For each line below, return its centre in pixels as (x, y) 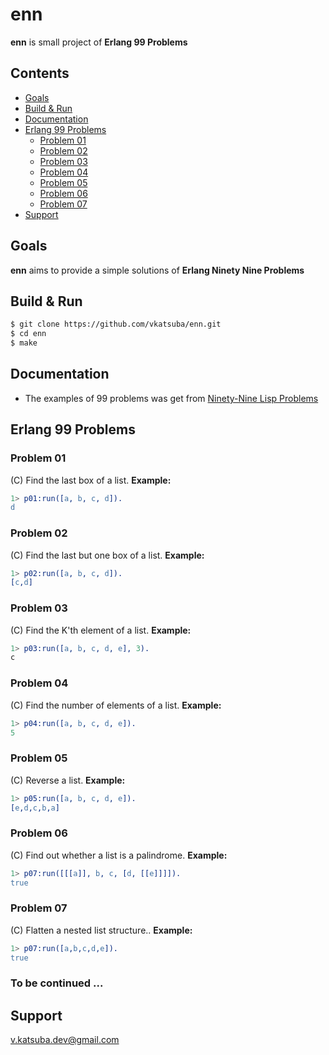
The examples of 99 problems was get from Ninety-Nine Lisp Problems (171, 398)
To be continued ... (57, 983)
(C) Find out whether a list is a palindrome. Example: (119, 855)
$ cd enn (28, 334)
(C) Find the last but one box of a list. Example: (107, 555)
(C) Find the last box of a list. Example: (91, 480)
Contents (40, 73)
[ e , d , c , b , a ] (35, 808)
